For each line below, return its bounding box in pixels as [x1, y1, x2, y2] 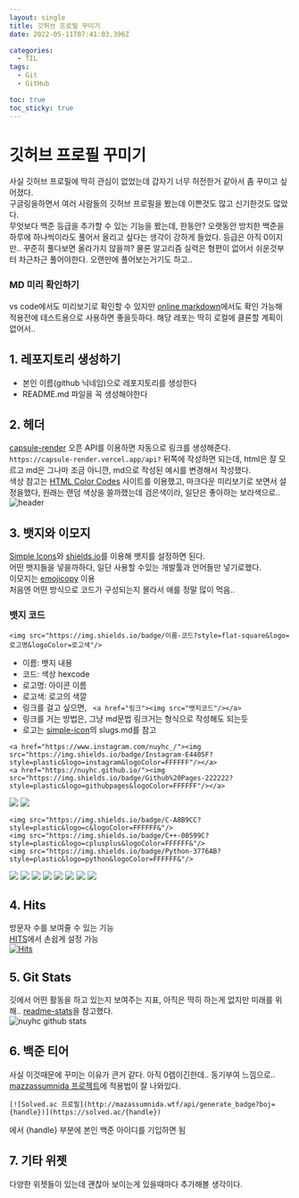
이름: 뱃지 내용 [21, 658, 73, 669]
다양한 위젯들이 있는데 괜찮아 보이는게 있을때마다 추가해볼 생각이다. [9, 1178, 243, 1189]
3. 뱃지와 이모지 [9, 525, 91, 541]
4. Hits [9, 898, 46, 913]
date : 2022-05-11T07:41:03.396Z [9, 30, 129, 38]
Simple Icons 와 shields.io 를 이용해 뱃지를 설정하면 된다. [9, 551, 205, 561]
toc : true [9, 95, 46, 104]
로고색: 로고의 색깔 [21, 691, 87, 702]
